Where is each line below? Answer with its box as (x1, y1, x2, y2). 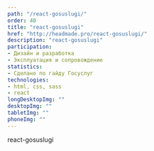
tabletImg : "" (7, 109, 50, 116)
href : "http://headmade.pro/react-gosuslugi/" (7, 30, 148, 38)
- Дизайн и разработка (7, 50, 75, 57)
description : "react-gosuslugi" (7, 37, 103, 44)
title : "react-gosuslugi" (7, 23, 84, 30)
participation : (7, 43, 53, 50)
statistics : (7, 63, 43, 70)
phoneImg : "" (7, 116, 46, 123)
